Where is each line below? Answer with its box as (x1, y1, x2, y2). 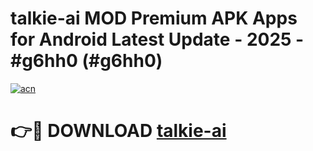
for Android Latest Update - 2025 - (10, 28, 305, 51)
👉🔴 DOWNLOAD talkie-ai (10, 120, 227, 142)
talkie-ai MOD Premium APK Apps (10, 7, 298, 30)
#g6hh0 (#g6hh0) (10, 50, 163, 72)
